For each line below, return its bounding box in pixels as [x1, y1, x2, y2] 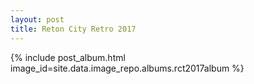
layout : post [10, 14, 65, 25]
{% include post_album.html [10, 51, 126, 63]
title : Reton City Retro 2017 [10, 24, 137, 34]
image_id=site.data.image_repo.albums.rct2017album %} [10, 62, 245, 74]
